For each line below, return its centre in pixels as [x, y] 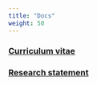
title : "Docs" [32, 16]
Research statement [48, 73]
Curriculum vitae [42, 51]
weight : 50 [26, 23]
